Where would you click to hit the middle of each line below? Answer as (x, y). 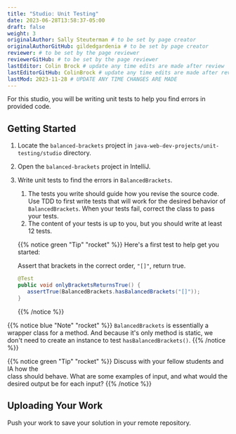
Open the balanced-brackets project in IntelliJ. (84, 166)
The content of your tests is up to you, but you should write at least (125, 224)
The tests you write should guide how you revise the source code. (123, 194)
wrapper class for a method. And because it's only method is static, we (110, 333)
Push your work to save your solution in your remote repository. (99, 423)
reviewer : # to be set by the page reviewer (73, 53)
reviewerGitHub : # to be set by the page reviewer (83, 60)
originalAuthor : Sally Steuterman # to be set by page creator (102, 40)
